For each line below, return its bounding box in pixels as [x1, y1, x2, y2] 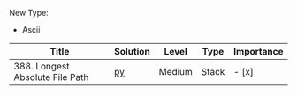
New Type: [9, 8, 49, 18]
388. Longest [13, 61, 70, 72]
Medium [158, 66, 193, 77]
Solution [114, 46, 150, 57]
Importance [233, 46, 284, 57]
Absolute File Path [13, 71, 89, 83]
